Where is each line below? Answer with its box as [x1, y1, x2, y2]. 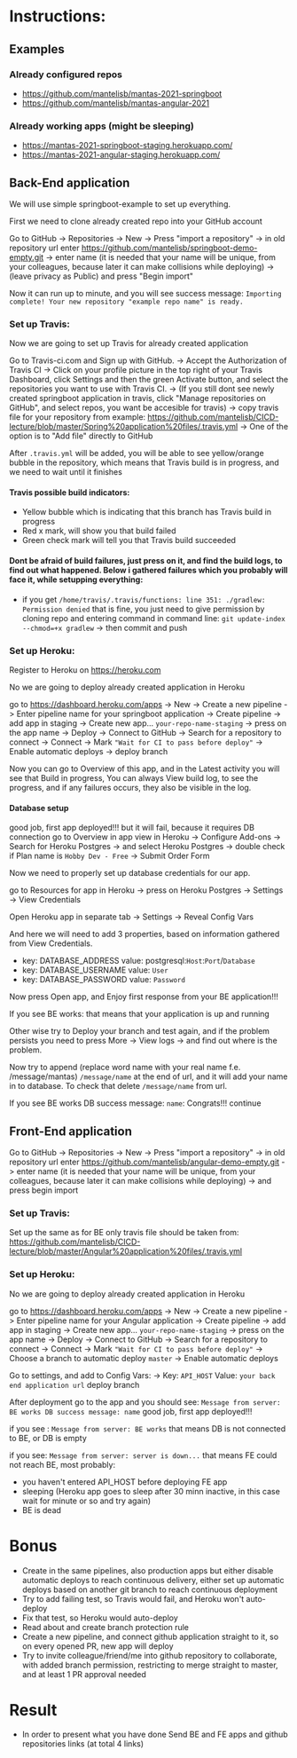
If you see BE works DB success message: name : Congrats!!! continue [9, 1098, 262, 1108]
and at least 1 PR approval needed [21, 1668, 146, 1679]
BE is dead [21, 1504, 62, 1515]
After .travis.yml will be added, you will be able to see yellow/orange [9, 448, 264, 459]
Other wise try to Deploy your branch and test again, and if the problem [9, 1026, 270, 1037]
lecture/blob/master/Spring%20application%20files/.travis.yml [9, 422, 238, 432]
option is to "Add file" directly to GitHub [9, 430, 153, 441]
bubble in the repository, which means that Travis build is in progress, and [9, 457, 279, 468]
